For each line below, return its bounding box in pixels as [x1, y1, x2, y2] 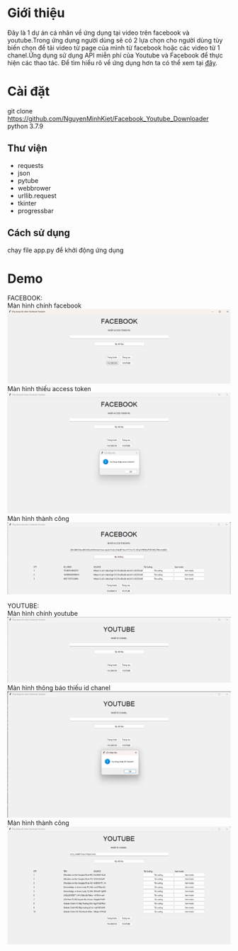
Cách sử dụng [7, 227, 71, 239]
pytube [17, 176, 39, 185]
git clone [7, 106, 33, 115]
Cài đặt [7, 84, 50, 100]
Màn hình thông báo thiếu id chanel [7, 684, 111, 692]
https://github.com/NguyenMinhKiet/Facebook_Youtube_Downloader [7, 114, 209, 123]
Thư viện [7, 142, 47, 154]
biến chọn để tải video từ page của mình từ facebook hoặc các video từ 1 [7, 43, 220, 52]
